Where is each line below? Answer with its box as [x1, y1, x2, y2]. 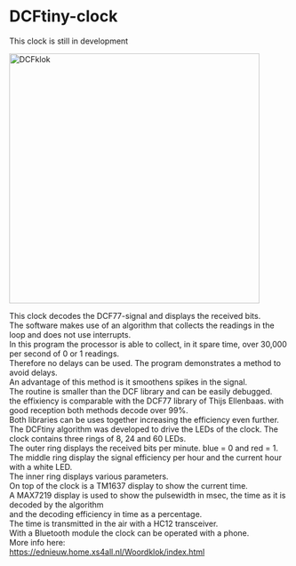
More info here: [9, 537, 66, 547]
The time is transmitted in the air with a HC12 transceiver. [9, 518, 219, 529]
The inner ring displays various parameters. [9, 471, 169, 482]
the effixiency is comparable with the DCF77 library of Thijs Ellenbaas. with [9, 395, 284, 406]
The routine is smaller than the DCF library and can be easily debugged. [9, 386, 273, 396]
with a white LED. [9, 461, 73, 472]
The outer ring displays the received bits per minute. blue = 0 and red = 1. [9, 442, 278, 453]
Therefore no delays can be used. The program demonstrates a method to [9, 357, 282, 368]
